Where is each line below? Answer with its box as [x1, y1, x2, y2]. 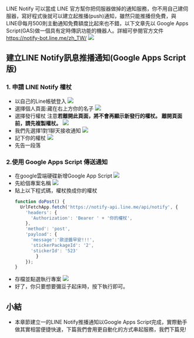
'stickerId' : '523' [30, 247, 78, 254]
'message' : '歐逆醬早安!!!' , [30, 237, 95, 243]
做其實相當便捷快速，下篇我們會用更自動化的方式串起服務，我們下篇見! [14, 326, 186, 333]
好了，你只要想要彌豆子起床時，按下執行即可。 [14, 283, 128, 290]
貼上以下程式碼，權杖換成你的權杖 [14, 187, 98, 194]
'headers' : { [25, 209, 58, 216]
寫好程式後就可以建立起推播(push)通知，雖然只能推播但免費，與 [21, 12, 176, 19]
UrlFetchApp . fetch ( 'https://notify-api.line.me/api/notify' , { [20, 204, 178, 210]
